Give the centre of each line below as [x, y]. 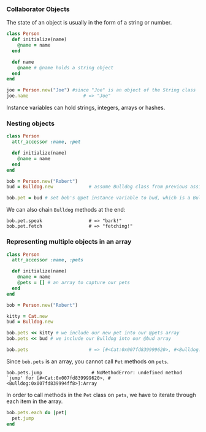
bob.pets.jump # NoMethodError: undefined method [94, 372]
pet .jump [23, 418]
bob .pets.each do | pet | [37, 412]
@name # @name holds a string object [66, 67]
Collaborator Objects [38, 9]
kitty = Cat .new [27, 316]
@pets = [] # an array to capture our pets [74, 283]
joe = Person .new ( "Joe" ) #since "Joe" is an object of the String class [101, 90]
